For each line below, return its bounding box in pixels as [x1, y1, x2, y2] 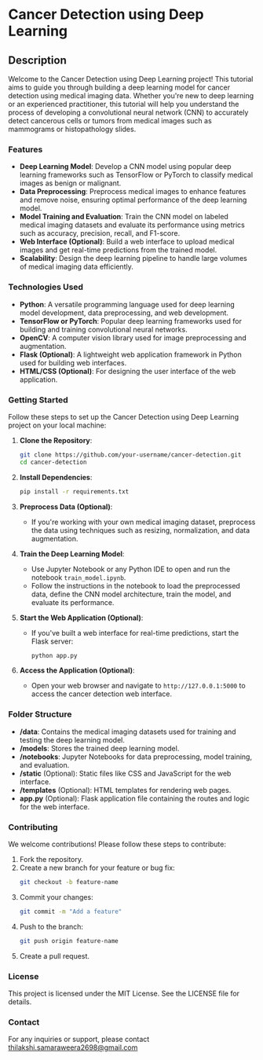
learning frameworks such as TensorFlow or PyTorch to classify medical [19, 171, 254, 180]
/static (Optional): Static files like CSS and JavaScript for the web [19, 768, 232, 778]
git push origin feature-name [19, 937, 119, 944]
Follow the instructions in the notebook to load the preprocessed [31, 581, 241, 590]
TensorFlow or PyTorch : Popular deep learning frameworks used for [19, 316, 242, 325]
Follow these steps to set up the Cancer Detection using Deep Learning [8, 412, 239, 421]
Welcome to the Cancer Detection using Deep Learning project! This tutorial [8, 75, 254, 83]
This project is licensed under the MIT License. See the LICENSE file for [8, 988, 240, 998]
